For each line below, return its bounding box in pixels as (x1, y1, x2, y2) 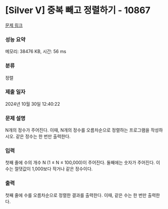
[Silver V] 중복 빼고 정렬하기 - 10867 (5, 5, 150, 16)
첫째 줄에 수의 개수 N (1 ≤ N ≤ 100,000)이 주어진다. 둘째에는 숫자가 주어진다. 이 (5, 160, 160, 166)
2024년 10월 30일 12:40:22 (5, 101, 60, 107)
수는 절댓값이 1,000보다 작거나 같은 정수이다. (5, 166, 93, 172)
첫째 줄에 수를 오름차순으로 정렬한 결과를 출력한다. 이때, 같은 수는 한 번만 (5, 192, 147, 198)
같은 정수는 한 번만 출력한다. (16, 133, 71, 140)
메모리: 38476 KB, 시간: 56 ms (5, 48, 67, 54)
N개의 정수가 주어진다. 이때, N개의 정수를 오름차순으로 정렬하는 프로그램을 (5, 127, 149, 133)
